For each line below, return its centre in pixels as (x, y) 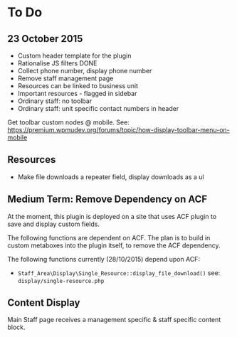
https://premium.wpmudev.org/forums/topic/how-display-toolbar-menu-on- (118, 130)
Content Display (44, 303)
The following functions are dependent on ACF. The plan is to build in (109, 237)
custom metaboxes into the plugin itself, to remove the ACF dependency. (114, 245)
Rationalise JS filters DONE (57, 63)
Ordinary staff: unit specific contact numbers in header (98, 108)
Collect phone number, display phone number (85, 71)
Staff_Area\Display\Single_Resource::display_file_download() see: (119, 273)
